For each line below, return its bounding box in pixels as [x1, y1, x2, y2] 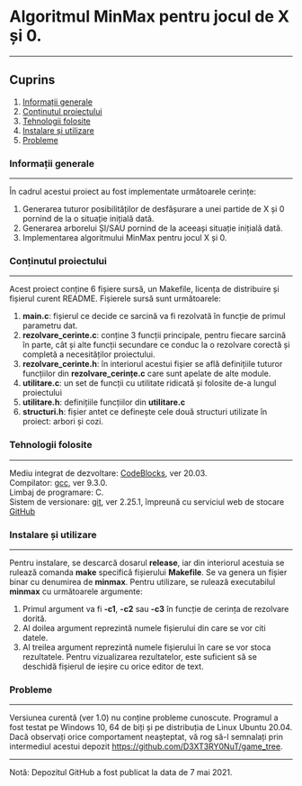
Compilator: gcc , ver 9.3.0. [9, 477, 108, 488]
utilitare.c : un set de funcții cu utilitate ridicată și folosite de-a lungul [22, 378, 277, 388]
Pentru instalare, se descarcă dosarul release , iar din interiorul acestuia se [9, 557, 285, 568]
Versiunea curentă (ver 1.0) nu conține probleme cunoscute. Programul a [9, 712, 279, 723]
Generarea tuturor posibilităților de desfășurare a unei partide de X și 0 [22, 204, 285, 215]
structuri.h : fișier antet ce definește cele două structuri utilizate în [22, 407, 268, 417]
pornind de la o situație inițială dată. [22, 214, 155, 224]
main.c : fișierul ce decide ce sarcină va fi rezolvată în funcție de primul [22, 311, 286, 322]
